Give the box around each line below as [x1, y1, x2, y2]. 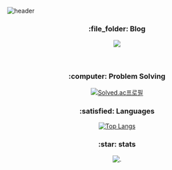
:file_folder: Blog [88, 24, 146, 33]
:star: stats [98, 139, 136, 149]
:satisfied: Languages [79, 106, 155, 116]
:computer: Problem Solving [68, 72, 166, 82]
